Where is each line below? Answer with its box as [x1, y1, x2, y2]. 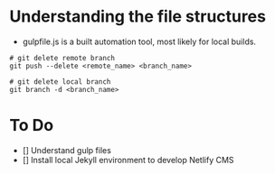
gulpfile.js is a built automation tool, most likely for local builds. [22, 36, 256, 47]
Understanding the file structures [9, 6, 267, 27]
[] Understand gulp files [22, 144, 111, 155]
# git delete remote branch [9, 53, 116, 62]
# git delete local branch [9, 77, 111, 87]
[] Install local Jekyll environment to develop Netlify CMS [22, 154, 234, 165]
